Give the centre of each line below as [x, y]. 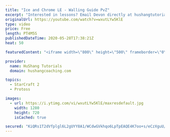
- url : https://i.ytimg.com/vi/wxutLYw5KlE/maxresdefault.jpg [77, 103]
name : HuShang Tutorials [36, 66]
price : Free [18, 29]
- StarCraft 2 [25, 85]
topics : [13, 80]
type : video [18, 24]
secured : [14, 127]
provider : [16, 61]
